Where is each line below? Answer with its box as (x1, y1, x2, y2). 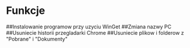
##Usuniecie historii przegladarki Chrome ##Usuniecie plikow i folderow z (6, 29, 185, 36)
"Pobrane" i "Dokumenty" (6, 35, 68, 42)
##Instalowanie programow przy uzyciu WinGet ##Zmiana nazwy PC (6, 23, 172, 30)
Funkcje (6, 4, 45, 17)
